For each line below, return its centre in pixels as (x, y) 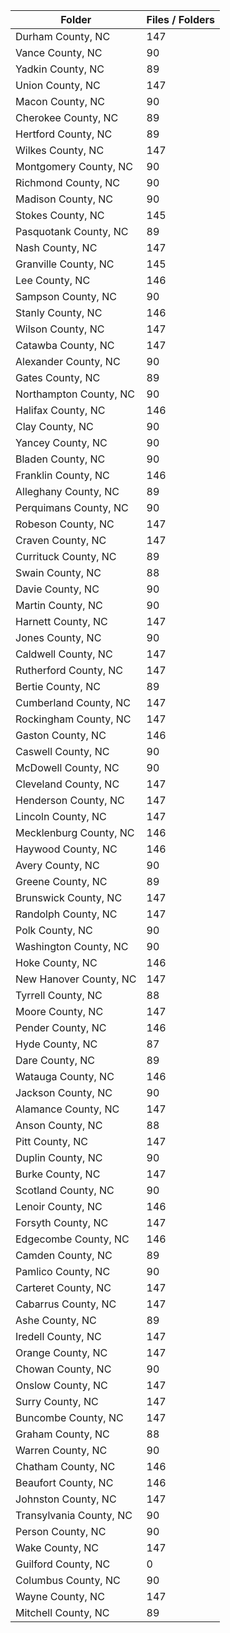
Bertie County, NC (58, 686)
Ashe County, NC (56, 1320)
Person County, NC (61, 1531)
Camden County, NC (64, 1255)
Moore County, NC (59, 1011)
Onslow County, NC (61, 1385)
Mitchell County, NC (62, 1612)
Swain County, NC (58, 572)
